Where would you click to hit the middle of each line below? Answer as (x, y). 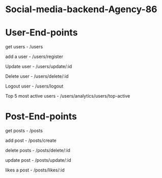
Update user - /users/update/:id (39, 67)
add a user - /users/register (34, 56)
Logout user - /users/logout (34, 86)
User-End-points (42, 33)
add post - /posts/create (31, 140)
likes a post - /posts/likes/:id (35, 170)
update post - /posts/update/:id (38, 160)
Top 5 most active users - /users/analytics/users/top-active (68, 96)
